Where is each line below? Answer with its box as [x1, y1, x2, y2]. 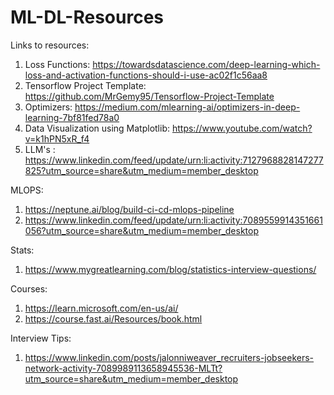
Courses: [10, 282, 48, 295]
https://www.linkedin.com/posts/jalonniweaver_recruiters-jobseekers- [24, 351, 315, 363]
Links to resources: [10, 39, 90, 51]
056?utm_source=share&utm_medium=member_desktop [24, 224, 260, 236]
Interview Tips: [10, 332, 72, 344]
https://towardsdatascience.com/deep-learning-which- [92, 58, 321, 70]
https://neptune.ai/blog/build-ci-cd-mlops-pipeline [24, 203, 235, 215]
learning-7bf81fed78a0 [24, 111, 120, 123]
